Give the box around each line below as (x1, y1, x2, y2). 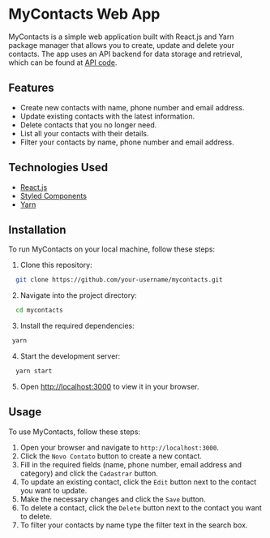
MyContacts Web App (8, 5, 161, 24)
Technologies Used (8, 161, 108, 174)
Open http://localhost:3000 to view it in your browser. (19, 381, 200, 391)
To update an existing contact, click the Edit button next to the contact (19, 476, 257, 487)
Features (8, 81, 54, 95)
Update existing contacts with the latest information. (19, 111, 195, 121)
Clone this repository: (19, 260, 92, 270)
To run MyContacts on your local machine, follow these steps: (8, 244, 216, 254)
